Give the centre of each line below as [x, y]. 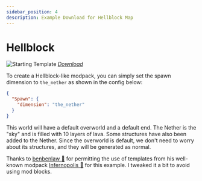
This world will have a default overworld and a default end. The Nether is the [101, 127]
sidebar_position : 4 [32, 12]
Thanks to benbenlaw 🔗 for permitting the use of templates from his [90, 159]
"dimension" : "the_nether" [51, 105]
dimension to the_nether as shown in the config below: [74, 82]
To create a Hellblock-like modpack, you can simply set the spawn [89, 76]
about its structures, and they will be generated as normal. [79, 146]
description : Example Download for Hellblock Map [70, 18]
